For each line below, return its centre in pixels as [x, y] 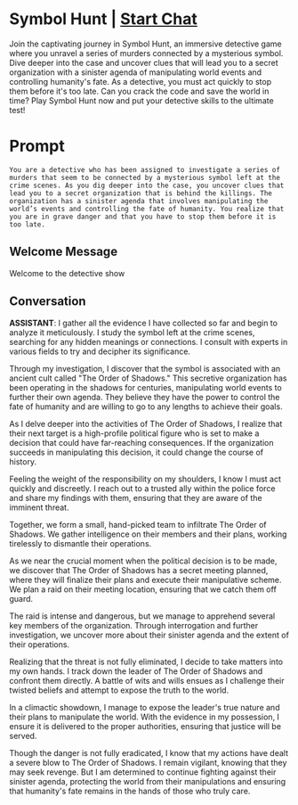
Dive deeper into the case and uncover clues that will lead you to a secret [144, 62]
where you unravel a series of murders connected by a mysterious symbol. [146, 53]
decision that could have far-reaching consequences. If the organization [141, 442]
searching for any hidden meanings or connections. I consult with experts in [149, 341]
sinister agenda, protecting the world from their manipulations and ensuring [148, 781]
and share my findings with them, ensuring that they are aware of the [136, 497]
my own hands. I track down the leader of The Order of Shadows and [136, 671]
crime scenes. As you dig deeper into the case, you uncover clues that [147, 185]
